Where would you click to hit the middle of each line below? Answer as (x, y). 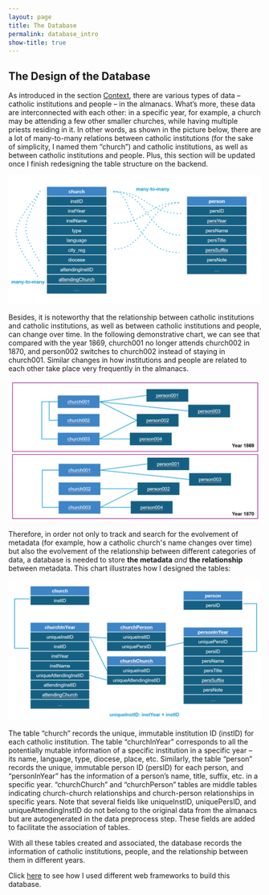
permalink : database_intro (53, 34)
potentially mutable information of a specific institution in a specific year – (130, 751)
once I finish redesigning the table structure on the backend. (108, 164)
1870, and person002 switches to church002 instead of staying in (117, 352)
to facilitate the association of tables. (69, 827)
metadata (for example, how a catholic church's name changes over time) (130, 542)
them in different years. (47, 860)
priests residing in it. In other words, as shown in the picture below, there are (135, 130)
